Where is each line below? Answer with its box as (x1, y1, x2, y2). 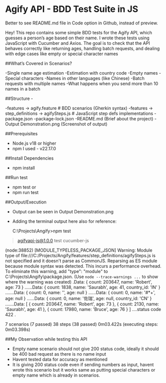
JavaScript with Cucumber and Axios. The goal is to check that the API (5, 40, 150, 46)
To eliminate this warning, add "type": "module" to (5, 268, 108, 274)
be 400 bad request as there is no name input (12, 351, 106, 357)
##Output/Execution (5, 199, 47, 205)
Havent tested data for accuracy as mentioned (12, 356, 108, 362)
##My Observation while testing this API (5, 336, 88, 342)
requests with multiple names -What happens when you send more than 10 (5, 81, 159, 87)
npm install (12, 165, 35, 171)
